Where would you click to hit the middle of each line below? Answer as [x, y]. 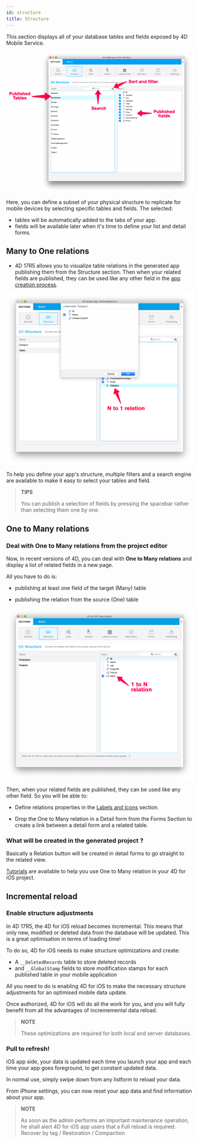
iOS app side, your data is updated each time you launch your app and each [99, 1062]
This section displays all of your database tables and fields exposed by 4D [97, 36]
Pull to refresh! [28, 1049]
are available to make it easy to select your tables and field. [79, 481]
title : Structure [28, 19]
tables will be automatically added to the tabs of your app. [86, 220]
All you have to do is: [32, 576]
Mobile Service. [25, 43]
